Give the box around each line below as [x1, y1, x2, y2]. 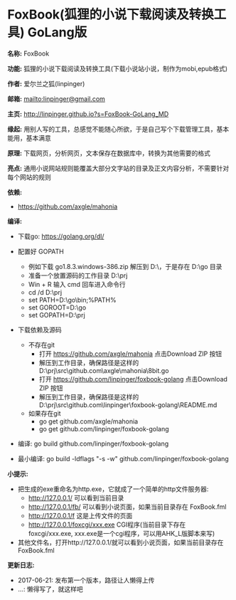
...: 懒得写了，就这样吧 [17, 584, 83, 593]
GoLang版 [27, 24, 87, 41]
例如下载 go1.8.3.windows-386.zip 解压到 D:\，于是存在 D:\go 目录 [28, 262, 222, 270]
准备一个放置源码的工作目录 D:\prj [28, 271, 128, 280]
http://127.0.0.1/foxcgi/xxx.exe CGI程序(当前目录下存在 [28, 520, 186, 529]
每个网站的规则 [7, 172, 51, 181]
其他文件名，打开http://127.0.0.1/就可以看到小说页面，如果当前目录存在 [17, 538, 224, 547]
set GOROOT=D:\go [28, 303, 87, 312]
